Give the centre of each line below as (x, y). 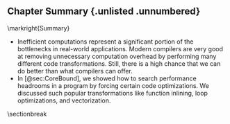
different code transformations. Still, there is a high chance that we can (119, 63)
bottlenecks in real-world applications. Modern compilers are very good (120, 48)
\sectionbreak (27, 114)
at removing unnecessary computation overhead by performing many (117, 56)
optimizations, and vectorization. (64, 100)
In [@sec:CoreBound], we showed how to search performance (107, 78)
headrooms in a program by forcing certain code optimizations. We (113, 85)
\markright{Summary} (39, 28)
